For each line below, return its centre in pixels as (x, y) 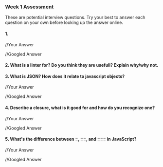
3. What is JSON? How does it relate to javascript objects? (65, 76)
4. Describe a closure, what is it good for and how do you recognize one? (80, 108)
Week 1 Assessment (29, 7)
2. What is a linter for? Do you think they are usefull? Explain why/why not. (82, 65)
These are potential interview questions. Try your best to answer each (75, 18)
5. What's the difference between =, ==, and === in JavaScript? (71, 139)
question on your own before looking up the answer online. (64, 22)
